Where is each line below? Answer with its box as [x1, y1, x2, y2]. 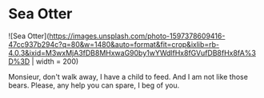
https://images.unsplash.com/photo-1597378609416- [49, 31, 226, 41]
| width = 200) [31, 57, 79, 66]
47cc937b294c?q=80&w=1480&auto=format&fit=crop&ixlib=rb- [8, 39, 220, 49]
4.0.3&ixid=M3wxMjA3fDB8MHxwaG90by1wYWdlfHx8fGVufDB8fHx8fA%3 [8, 48, 256, 57]
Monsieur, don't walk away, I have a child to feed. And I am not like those [8, 72, 248, 81]
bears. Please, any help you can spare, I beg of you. [8, 80, 180, 90]
